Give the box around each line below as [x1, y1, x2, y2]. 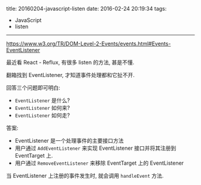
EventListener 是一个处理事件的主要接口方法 [14, 137, 124, 144]
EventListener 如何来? [14, 104, 70, 111]
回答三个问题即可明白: [6, 84, 61, 91]
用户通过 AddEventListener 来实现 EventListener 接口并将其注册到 [14, 144, 176, 152]
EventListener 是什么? [14, 97, 70, 104]
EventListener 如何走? [14, 112, 70, 119]
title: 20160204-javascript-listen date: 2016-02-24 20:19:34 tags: [6, 5, 167, 12]
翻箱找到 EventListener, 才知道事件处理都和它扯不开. [6, 72, 135, 78]
